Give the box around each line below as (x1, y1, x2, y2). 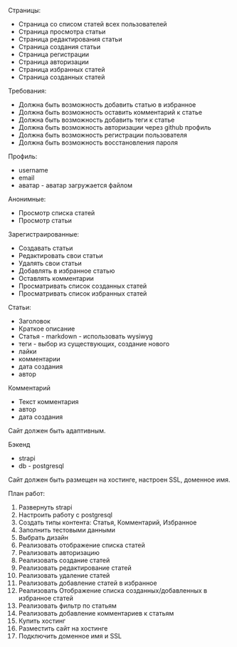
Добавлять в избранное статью (18, 266, 115, 275)
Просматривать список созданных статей (18, 281, 147, 290)
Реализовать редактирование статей (18, 564, 132, 572)
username (18, 166, 48, 174)
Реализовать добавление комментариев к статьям (18, 609, 174, 617)
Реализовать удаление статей (18, 571, 110, 579)
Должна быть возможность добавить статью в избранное (18, 100, 196, 109)
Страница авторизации (18, 58, 90, 66)
